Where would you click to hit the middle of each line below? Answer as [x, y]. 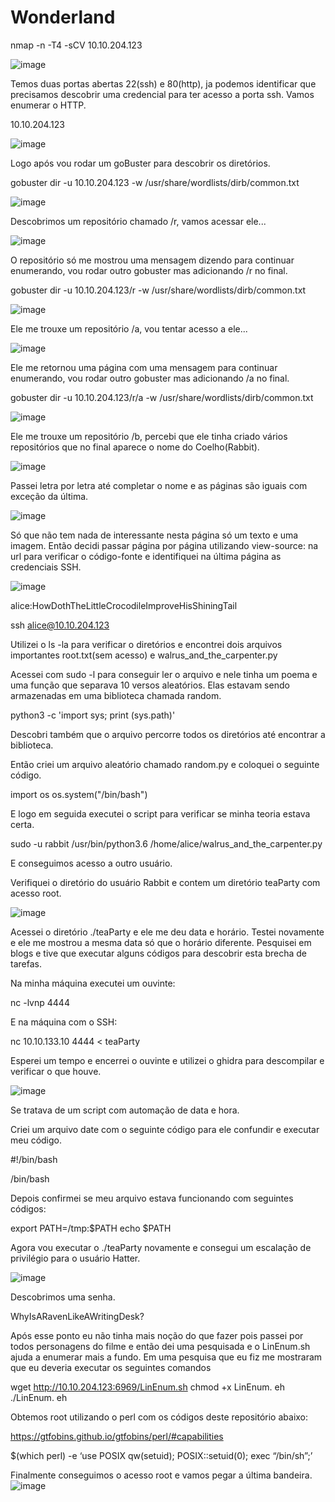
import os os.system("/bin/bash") [79, 794]
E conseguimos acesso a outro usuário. [91, 863]
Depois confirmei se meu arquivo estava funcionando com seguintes [152, 1198]
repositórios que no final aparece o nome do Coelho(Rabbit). [135, 447]
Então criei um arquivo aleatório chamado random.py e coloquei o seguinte [165, 764]
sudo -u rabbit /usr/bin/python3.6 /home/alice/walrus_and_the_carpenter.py [166, 843]
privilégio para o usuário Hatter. [75, 1258]
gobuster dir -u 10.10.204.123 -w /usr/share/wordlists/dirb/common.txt [155, 182]
